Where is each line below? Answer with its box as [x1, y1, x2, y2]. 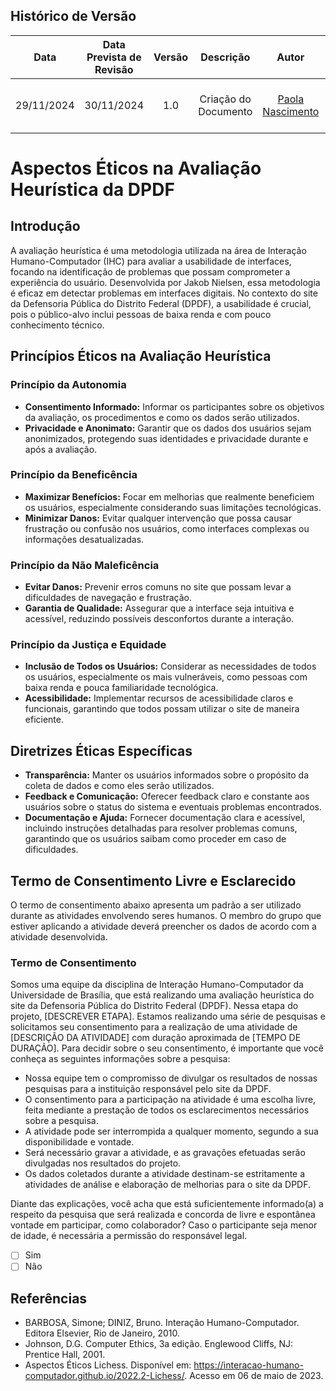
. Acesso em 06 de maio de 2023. [184, 1370, 324, 1382]
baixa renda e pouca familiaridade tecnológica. [24, 682, 219, 694]
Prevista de [86, 50, 142, 64]
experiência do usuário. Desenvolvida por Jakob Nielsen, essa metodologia [10, 276, 321, 288]
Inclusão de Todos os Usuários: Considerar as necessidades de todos [24, 660, 317, 673]
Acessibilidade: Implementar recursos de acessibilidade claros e [24, 692, 294, 704]
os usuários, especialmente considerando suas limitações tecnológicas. [24, 501, 322, 513]
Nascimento [262, 104, 320, 118]
